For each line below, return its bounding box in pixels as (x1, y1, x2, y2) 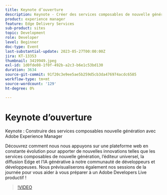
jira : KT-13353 (5, 53, 37, 59)
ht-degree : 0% (5, 86, 35, 91)
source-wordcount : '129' (5, 81, 57, 86)
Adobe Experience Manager (5, 133, 63, 139)
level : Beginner (5, 40, 39, 45)
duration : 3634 (5, 68, 37, 73)
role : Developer (5, 35, 39, 40)
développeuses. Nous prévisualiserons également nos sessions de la (5, 164, 147, 170)
